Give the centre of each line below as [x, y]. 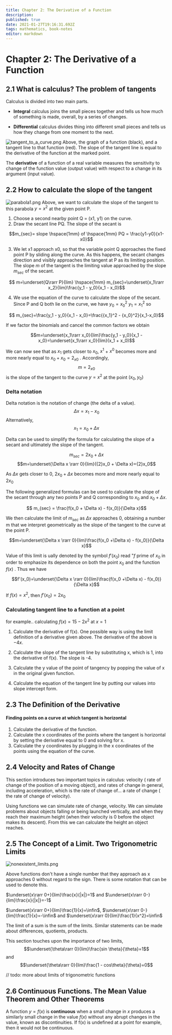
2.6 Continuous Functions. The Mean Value [76, 991]
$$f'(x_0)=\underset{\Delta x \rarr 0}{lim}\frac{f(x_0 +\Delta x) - [79, 579]
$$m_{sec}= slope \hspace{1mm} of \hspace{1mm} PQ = [69, 234]
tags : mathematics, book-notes [39, 29]
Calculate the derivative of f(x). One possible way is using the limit [83, 632]
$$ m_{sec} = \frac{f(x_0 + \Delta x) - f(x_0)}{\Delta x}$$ [87, 508]
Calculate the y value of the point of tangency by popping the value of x [89, 668]
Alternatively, [20, 420]
